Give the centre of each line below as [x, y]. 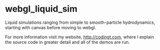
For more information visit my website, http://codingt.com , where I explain [80, 37]
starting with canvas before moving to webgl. [51, 27]
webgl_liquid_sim [41, 9]
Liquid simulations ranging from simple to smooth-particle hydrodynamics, [80, 22]
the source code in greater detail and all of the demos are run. [68, 42]
